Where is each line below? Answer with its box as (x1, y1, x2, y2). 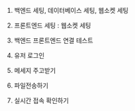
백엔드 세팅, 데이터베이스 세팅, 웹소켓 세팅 (13, 6, 129, 14)
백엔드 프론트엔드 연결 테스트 (13, 36, 94, 45)
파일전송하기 (13, 81, 49, 90)
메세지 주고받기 (13, 66, 56, 74)
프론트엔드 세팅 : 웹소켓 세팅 (13, 21, 91, 30)
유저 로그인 (13, 52, 45, 59)
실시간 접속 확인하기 (13, 96, 69, 105)
